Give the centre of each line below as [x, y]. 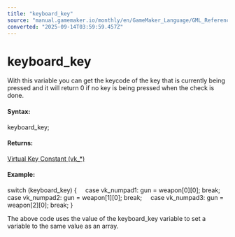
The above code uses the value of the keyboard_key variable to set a [107, 218]
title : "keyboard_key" [40, 14]
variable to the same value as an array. [63, 226]
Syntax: [19, 111]
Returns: [20, 143]
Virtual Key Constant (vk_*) [46, 159]
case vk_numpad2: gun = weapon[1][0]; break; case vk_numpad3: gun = [115, 197]
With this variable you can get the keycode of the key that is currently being [116, 80]
